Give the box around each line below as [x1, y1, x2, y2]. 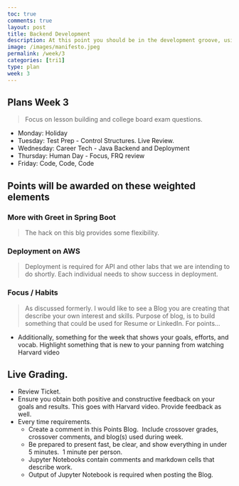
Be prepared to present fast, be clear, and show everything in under [28, 440, 228, 449]
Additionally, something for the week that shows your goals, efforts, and [17, 332, 229, 342]
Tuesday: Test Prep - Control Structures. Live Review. [17, 137, 174, 145]
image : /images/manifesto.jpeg [7, 43, 100, 51]
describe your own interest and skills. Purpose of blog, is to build [24, 311, 216, 320]
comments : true [7, 17, 53, 24]
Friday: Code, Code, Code [17, 159, 95, 168]
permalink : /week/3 [7, 51, 65, 58]
